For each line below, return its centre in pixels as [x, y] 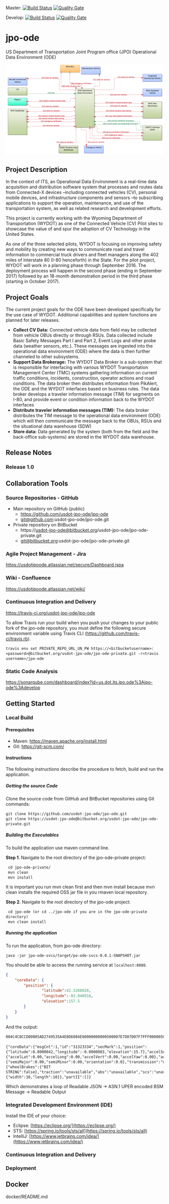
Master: [14, 8]
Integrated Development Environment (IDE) [59, 1105]
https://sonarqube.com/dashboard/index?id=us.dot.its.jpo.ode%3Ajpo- [79, 682]
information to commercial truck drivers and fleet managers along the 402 [82, 255]
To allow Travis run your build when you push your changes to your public [82, 623]
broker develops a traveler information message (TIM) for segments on [86, 394]
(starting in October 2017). [33, 282]
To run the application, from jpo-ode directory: [54, 946]
